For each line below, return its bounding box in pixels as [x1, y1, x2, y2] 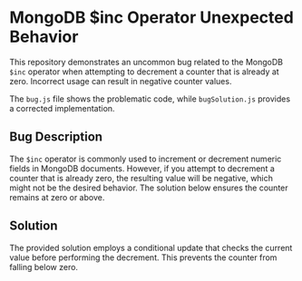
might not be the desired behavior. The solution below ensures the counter [9, 182, 288, 193]
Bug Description [9, 130, 102, 145]
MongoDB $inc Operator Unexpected [9, 7, 295, 28]
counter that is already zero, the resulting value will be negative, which [9, 172, 274, 183]
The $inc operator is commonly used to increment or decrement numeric [9, 153, 282, 164]
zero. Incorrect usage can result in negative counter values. [9, 75, 232, 86]
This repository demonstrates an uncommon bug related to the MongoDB [9, 56, 284, 67]
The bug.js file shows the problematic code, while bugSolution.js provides [9, 93, 291, 104]
